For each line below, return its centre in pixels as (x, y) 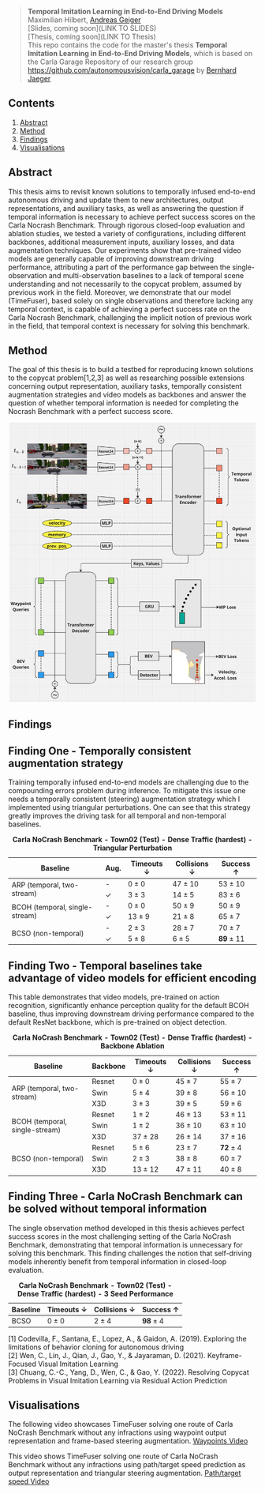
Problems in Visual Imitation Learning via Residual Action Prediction (118, 1380)
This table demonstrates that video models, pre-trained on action (114, 997)
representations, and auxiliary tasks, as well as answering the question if (126, 208)
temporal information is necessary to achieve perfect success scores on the (132, 216)
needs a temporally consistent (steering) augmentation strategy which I (124, 799)
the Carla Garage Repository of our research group (110, 62)
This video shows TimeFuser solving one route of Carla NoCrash (113, 1456)
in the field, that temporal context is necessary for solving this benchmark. (129, 326)
